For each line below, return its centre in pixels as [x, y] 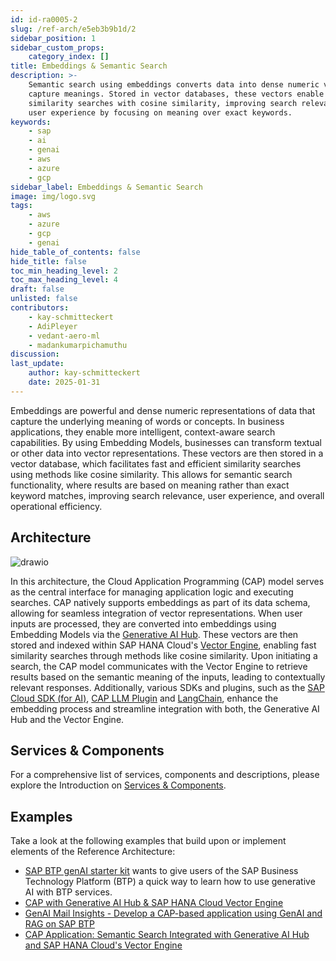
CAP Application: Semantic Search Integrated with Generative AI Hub [167, 935]
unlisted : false [44, 299]
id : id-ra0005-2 [44, 19]
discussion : [35, 354]
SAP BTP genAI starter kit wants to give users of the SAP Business [161, 871]
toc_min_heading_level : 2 [64, 271]
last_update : [37, 364]
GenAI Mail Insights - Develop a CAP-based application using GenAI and [173, 913]
